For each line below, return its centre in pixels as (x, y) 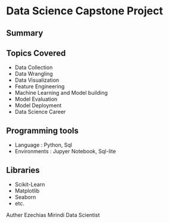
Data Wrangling (34, 74)
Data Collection (34, 67)
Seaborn (25, 197)
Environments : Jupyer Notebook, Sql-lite (65, 151)
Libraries (23, 170)
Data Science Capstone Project (85, 11)
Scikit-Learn (30, 185)
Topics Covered (36, 53)
